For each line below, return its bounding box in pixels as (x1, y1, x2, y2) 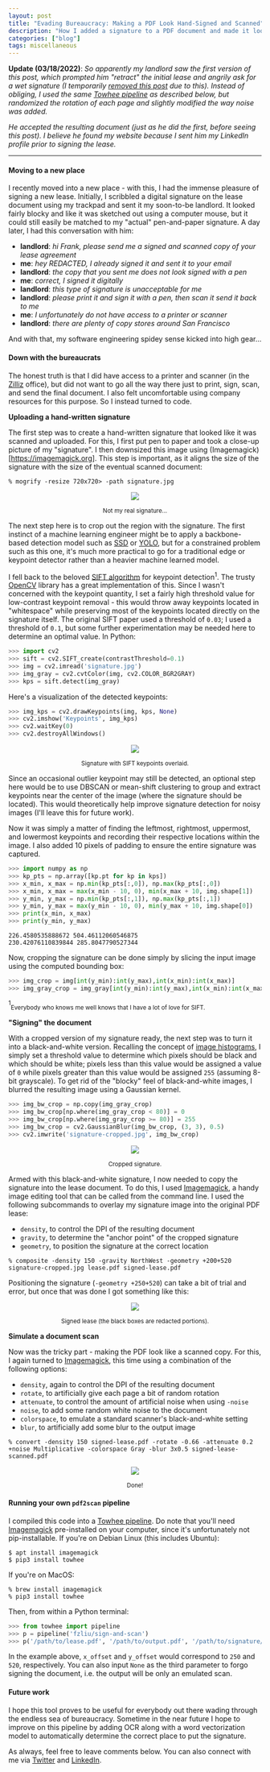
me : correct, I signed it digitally (19, 275, 124, 286)
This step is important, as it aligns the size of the (98, 453, 260, 463)
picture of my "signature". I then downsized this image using (8, 445, 208, 454)
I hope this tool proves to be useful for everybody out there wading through (8, 1705, 258, 1715)
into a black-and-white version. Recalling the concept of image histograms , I (8, 1042, 261, 1052)
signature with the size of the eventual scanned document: (8, 462, 203, 471)
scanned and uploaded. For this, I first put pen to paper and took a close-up (8, 436, 260, 445)
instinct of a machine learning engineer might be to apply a (8, 529, 203, 539)
